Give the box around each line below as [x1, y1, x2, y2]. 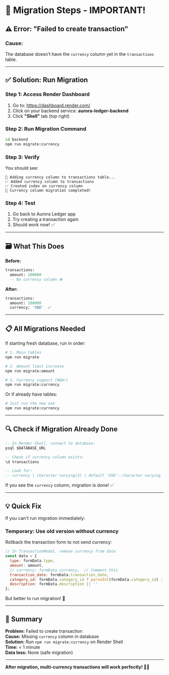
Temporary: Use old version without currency [5, 528, 119, 535]
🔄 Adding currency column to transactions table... [5, 175, 116, 180]
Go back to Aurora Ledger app [12, 211, 76, 217]
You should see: [5, 165, 39, 171]
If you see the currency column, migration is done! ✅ [5, 482, 114, 488]
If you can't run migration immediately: [5, 515, 86, 521]
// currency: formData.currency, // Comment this [10, 567, 118, 573]
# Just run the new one [5, 401, 55, 406]
